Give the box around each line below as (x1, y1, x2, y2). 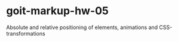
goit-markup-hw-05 (6, 4, 109, 18)
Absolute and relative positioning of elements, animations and (6, 24, 158, 31)
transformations (6, 30, 46, 37)
